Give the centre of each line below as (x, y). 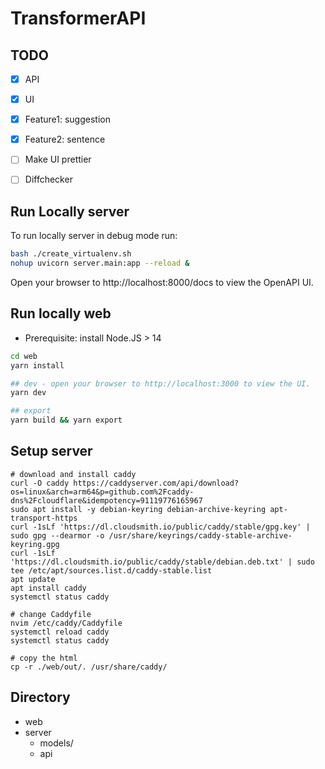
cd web (24, 356)
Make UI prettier (58, 159)
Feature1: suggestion (67, 119)
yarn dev (28, 393)
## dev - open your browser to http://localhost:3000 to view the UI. (160, 383)
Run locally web (61, 313)
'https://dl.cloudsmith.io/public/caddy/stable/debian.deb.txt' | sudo (162, 562)
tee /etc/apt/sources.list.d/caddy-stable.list (111, 570)
